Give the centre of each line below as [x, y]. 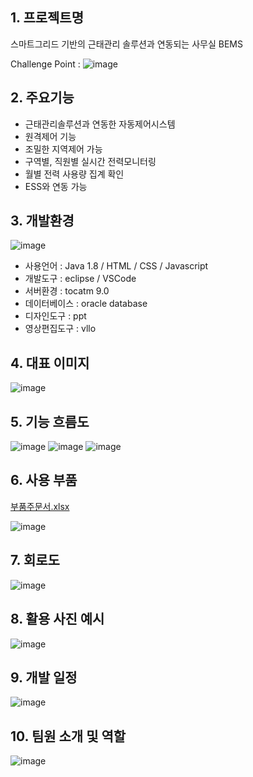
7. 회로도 [35, 560]
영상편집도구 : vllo [60, 329]
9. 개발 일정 [44, 677]
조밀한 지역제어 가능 [63, 149]
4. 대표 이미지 [50, 363]
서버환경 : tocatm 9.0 [67, 291]
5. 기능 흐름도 [50, 421]
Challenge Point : [45, 64]
